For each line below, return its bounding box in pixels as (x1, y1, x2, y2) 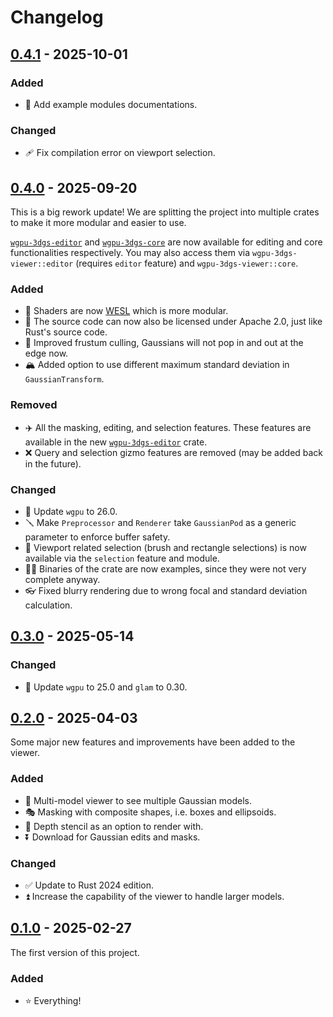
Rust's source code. (24, 326, 108, 338)
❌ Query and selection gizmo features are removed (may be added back (24, 446, 324, 458)
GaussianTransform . (24, 373, 105, 385)
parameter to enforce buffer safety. (24, 531, 171, 543)
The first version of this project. (10, 946, 140, 958)
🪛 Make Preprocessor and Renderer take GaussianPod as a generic (24, 516, 297, 528)
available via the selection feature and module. (24, 552, 220, 564)
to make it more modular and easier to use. (10, 216, 187, 228)
